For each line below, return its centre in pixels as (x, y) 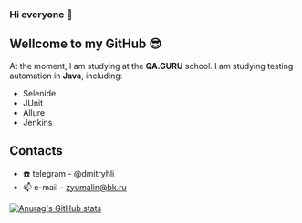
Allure (34, 112)
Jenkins (37, 122)
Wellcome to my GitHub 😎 (86, 44)
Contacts (36, 151)
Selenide (39, 93)
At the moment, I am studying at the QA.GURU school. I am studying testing (151, 66)
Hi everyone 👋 (41, 15)
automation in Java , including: (66, 76)
